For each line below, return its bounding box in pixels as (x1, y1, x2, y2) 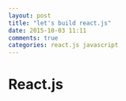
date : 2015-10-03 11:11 (8, 26, 87, 34)
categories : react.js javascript (8, 41, 119, 49)
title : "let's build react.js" (8, 19, 112, 27)
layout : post (8, 11, 52, 20)
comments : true (8, 33, 59, 42)
